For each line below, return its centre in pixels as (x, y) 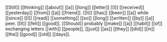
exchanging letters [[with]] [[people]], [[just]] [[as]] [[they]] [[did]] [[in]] (80, 29)
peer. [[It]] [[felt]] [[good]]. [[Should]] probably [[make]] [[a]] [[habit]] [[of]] (84, 23)
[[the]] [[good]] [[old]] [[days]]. (38, 34)
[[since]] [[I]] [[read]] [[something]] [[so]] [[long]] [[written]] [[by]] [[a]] (80, 18)
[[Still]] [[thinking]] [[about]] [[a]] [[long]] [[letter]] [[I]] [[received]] (75, 7)
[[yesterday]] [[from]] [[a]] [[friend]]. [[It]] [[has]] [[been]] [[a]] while (77, 13)
